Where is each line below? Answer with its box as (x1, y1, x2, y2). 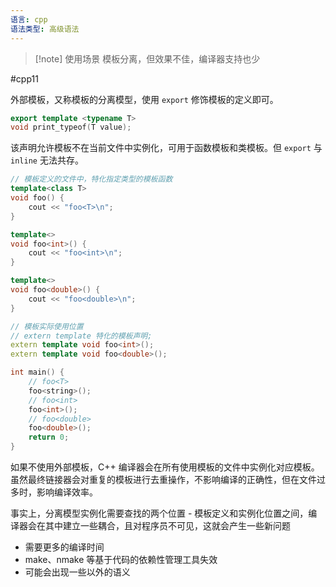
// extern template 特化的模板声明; (10, 331, 153, 341)
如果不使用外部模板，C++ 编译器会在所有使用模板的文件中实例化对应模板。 (10, 461, 320, 473)
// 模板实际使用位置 (10, 321, 84, 331)
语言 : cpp (10, 14, 48, 25)
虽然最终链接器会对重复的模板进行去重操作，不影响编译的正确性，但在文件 (10, 474, 317, 485)
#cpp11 (10, 72, 39, 85)
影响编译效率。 (36, 486, 98, 498)
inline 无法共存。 (10, 154, 84, 166)
